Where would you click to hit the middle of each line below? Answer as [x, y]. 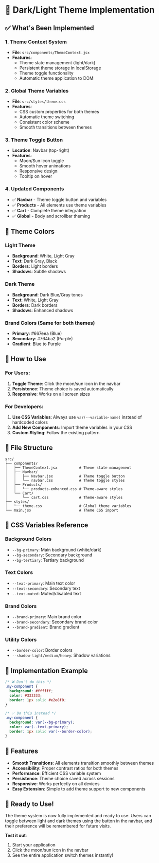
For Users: [18, 373]
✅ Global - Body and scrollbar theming [51, 216]
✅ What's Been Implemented [50, 28]
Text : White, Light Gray [35, 300]
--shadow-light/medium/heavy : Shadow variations [61, 655]
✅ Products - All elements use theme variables [59, 205]
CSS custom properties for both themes [59, 112]
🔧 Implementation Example [46, 670]
